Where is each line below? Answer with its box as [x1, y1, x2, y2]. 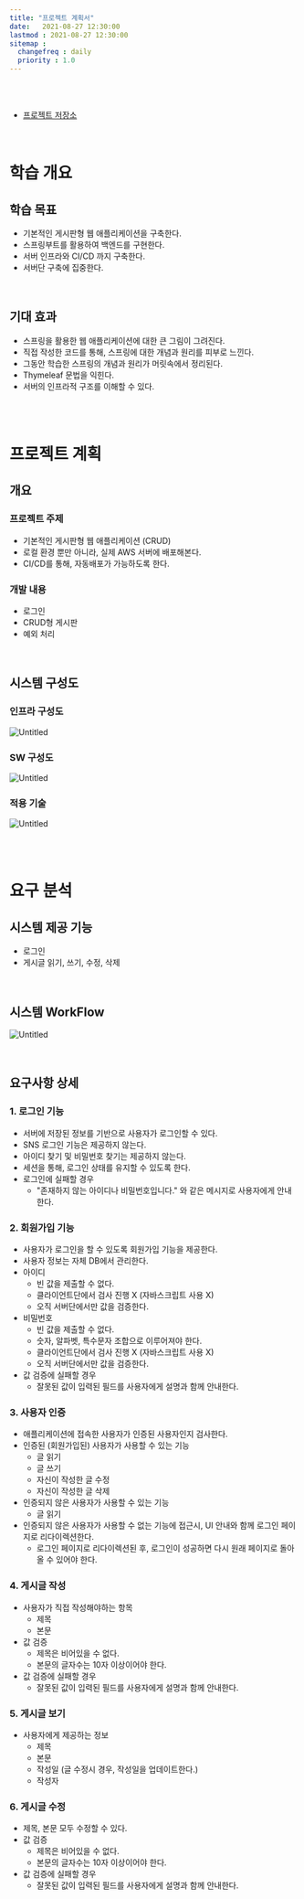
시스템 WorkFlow [9, 1004, 105, 1019]
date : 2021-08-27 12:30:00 [9, 22, 121, 31]
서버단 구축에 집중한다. [22, 262, 104, 272]
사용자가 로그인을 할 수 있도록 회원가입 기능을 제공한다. [22, 1244, 218, 1255]
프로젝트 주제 [9, 513, 64, 526]
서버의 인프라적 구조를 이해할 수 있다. [22, 380, 155, 391]
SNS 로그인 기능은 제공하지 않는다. [22, 1139, 147, 1150]
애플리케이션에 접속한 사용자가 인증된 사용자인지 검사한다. [22, 1428, 228, 1440]
